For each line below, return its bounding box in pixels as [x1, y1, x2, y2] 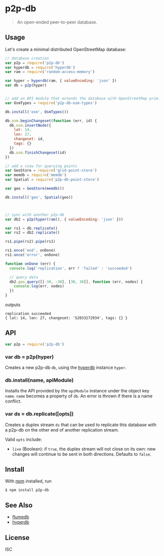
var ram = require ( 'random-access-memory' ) [5, 70, 95, 74]
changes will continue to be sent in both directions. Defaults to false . [12, 451, 151, 457]
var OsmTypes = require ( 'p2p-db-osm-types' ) [5, 100, 97, 105]
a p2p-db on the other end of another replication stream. [5, 427, 119, 433]
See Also [5, 501, 33, 509]
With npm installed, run [5, 478, 52, 484]
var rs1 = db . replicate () [5, 226, 58, 231]
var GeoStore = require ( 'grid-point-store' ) [5, 168, 97, 173]
